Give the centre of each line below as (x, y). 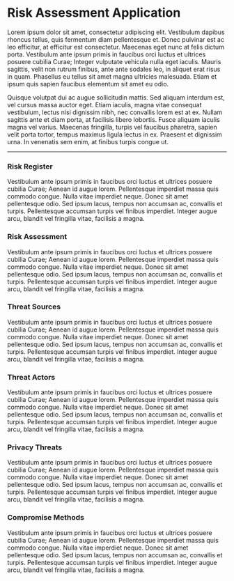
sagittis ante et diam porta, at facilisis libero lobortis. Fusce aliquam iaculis (114, 119)
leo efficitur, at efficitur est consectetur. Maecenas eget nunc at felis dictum (116, 47)
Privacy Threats (35, 447)
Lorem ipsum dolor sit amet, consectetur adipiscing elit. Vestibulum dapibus (116, 32)
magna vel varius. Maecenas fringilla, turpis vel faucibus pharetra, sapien (112, 127)
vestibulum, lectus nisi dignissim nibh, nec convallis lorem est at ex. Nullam (115, 112)
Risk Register (30, 166)
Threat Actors (31, 377)
